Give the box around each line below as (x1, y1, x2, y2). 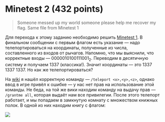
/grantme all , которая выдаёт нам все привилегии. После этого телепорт (5, 92, 160, 98)
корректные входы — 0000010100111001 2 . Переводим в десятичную (5, 55, 149, 62)
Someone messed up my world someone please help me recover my (17, 20, 156, 25)
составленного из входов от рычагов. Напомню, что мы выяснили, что (5, 50, 154, 56)
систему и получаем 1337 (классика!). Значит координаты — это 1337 (5, 61, 152, 67)
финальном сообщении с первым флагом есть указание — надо (5, 39, 140, 45)
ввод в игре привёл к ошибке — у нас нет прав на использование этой (5, 81, 155, 87)
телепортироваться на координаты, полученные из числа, (5, 45, 128, 50)
